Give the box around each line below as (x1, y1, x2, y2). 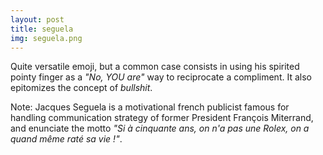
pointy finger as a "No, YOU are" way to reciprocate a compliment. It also (10, 71, 312, 83)
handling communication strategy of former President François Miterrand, (10, 112, 314, 124)
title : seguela (10, 24, 74, 34)
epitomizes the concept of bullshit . (10, 82, 153, 94)
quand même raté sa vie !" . (10, 133, 123, 145)
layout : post (10, 14, 65, 25)
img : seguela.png (10, 33, 83, 43)
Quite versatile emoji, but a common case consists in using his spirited (10, 61, 300, 73)
